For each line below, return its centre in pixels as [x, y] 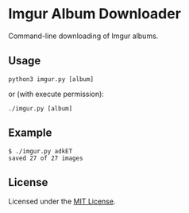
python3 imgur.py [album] [51, 79]
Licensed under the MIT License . [62, 201]
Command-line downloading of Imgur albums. [83, 36]
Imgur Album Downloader [94, 14]
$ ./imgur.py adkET [40, 151]
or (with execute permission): [56, 94]
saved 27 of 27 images [46, 158]
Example [30, 133]
